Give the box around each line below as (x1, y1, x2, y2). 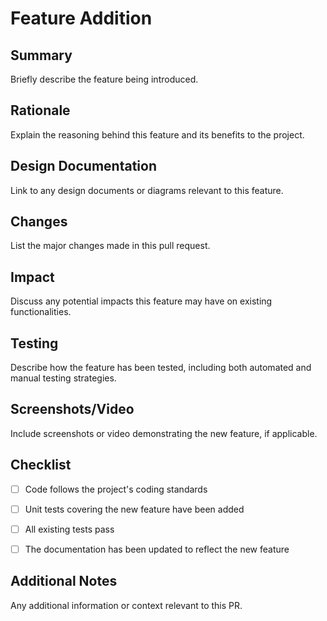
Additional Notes (10, 573, 118, 590)
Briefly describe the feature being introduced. (10, 73, 199, 85)
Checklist (10, 457, 72, 474)
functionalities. (10, 306, 72, 318)
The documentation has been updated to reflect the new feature (24, 543, 290, 555)
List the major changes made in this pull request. (10, 240, 211, 252)
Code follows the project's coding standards (24, 483, 208, 495)
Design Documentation (10, 158, 157, 175)
